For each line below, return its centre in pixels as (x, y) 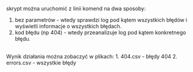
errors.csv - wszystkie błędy (41, 63)
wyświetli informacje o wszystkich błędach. (68, 26)
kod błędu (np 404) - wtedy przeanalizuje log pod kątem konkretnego (100, 32)
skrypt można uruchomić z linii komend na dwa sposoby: (76, 9)
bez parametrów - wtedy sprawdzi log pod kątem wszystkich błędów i (101, 20)
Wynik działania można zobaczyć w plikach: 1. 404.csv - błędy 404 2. (92, 56)
